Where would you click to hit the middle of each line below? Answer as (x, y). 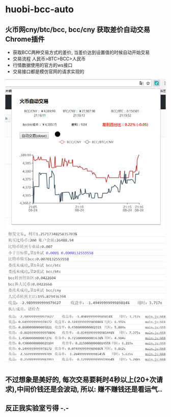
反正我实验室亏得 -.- (37, 408)
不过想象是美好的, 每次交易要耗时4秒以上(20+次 (81, 379)
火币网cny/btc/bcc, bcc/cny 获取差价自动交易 (78, 29)
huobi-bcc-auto (39, 9)
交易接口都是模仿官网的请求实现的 (48, 72)
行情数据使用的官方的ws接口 (42, 65)
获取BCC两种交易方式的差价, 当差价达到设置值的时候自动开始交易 (81, 52)
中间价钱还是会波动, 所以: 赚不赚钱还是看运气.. (90, 389)
